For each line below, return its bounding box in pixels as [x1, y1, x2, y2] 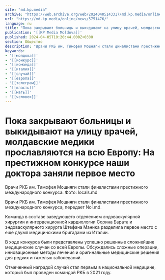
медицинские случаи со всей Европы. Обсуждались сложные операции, [5, 245, 159, 250]
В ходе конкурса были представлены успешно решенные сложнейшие [5, 239, 155, 245]
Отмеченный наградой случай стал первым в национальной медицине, [5, 264, 156, 270]
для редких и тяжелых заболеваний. [5, 255, 82, 261]
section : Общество [5, 39, 43, 44]
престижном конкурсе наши [5, 157, 130, 169]
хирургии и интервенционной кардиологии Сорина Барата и [5, 219, 133, 225]
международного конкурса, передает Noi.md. [5, 204, 102, 210]
